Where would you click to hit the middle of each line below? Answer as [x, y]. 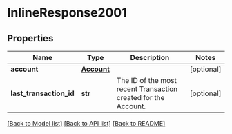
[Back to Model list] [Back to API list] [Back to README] [86, 123]
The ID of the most [147, 80]
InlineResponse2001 [67, 13]
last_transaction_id [42, 93]
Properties [30, 38]
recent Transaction [147, 89]
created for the [141, 98]
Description [150, 58]
